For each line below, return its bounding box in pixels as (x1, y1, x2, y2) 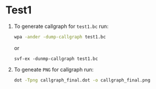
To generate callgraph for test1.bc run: (13, 23, 109, 30)
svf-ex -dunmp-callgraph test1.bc (13, 56, 98, 62)
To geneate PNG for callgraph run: (13, 66, 94, 73)
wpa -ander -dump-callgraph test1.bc (13, 34, 106, 40)
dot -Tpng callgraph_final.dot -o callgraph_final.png (13, 77, 151, 83)
